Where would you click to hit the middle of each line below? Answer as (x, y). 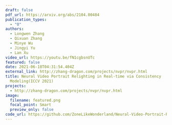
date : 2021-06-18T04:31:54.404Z (40, 67)
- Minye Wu (21, 43)
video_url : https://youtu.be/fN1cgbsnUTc (50, 57)
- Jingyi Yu (23, 48)
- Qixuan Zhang (26, 39)
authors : (15, 29)
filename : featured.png (35, 100)
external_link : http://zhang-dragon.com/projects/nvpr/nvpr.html (76, 72)
